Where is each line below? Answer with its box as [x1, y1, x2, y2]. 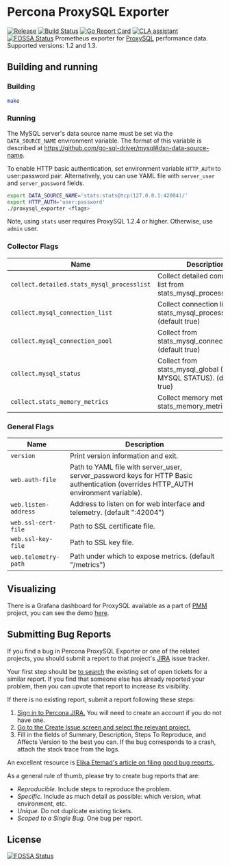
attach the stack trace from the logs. [16, 745, 120, 753]
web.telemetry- [10, 553, 60, 561]
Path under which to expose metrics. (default [69, 551, 215, 561]
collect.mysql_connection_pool [10, 337, 113, 345]
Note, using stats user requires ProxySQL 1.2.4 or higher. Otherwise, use [7, 217, 214, 226]
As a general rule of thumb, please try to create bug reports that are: [7, 771, 201, 780]
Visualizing [7, 584, 56, 595]
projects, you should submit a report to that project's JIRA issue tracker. [7, 654, 210, 662]
